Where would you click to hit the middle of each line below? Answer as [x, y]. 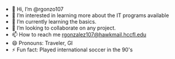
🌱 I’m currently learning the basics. [54, 22]
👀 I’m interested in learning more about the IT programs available [90, 15]
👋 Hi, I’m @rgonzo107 [37, 9]
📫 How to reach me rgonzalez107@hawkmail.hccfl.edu [79, 35]
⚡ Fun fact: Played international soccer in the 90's [72, 50]
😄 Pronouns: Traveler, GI [42, 43]
